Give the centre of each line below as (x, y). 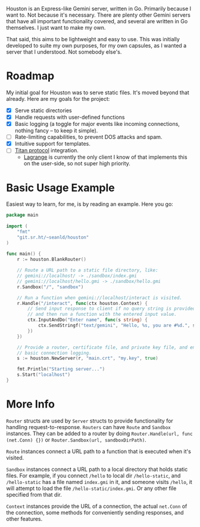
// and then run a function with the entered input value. (102, 315)
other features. (24, 519)
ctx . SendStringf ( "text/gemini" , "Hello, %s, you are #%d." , (114, 325)
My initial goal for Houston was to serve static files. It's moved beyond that (98, 93)
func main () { (24, 254)
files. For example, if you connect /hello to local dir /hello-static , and (93, 475)
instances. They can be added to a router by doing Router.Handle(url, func (99, 433)
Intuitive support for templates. (53, 144)
